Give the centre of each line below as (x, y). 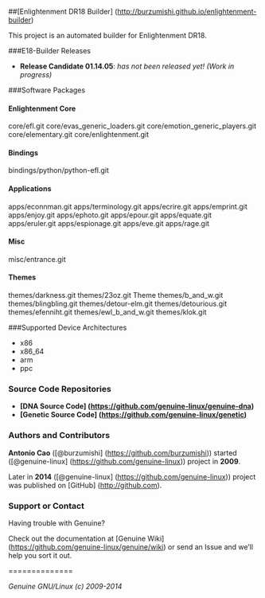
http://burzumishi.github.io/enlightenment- (187, 12)
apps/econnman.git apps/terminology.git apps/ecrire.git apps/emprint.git (128, 206)
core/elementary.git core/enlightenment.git (79, 135)
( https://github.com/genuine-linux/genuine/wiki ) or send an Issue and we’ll (131, 547)
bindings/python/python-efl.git (59, 170)
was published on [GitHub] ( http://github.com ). (85, 485)
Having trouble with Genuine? (57, 523)
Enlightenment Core (42, 108)
